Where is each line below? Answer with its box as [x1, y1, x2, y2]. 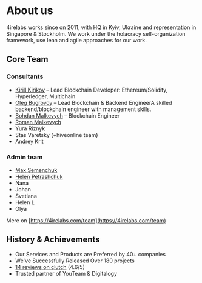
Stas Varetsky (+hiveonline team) [15, 131, 98, 138]
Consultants [6, 72, 44, 81]
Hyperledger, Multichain [15, 92, 76, 100]
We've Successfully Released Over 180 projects [15, 257, 135, 264]
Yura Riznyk [15, 125, 45, 132]
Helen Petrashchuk [15, 173, 63, 180]
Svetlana [15, 192, 38, 199]
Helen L [15, 198, 35, 206]
